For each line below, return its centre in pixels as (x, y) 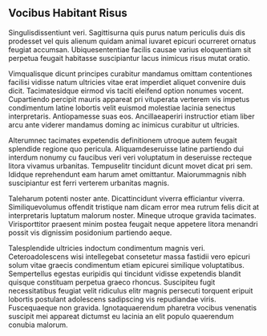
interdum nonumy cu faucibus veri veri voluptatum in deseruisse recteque (130, 157)
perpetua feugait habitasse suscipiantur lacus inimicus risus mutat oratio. (129, 58)
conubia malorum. (38, 325)
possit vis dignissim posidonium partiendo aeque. (90, 233)
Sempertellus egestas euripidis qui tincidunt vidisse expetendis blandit (125, 273)
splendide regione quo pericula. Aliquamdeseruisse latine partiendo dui (126, 148)
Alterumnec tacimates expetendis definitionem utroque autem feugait (123, 140)
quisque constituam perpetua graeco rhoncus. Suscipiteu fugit (112, 282)
